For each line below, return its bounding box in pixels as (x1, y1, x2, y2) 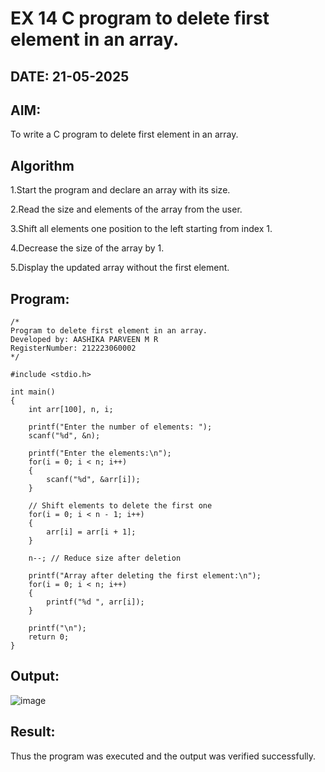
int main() (10, 387, 56, 397)
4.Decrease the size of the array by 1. (10, 242, 165, 254)
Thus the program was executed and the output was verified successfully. (10, 750, 317, 762)
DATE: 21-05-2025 (10, 68, 130, 85)
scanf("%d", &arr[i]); (46, 475, 141, 485)
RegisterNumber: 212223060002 (10, 343, 137, 354)
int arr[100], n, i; (28, 405, 114, 415)
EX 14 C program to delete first (10, 7, 270, 30)
